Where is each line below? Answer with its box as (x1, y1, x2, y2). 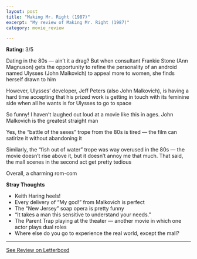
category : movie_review (6, 25, 64, 31)
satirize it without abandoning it (6, 135, 82, 142)
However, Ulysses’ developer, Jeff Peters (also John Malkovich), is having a (6, 87, 189, 94)
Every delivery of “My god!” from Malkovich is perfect (14, 199, 145, 206)
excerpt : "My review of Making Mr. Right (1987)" (6, 19, 130, 25)
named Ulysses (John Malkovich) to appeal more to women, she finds (6, 70, 175, 77)
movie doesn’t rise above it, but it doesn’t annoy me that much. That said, (6, 153, 184, 160)
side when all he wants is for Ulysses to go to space (6, 100, 132, 107)
